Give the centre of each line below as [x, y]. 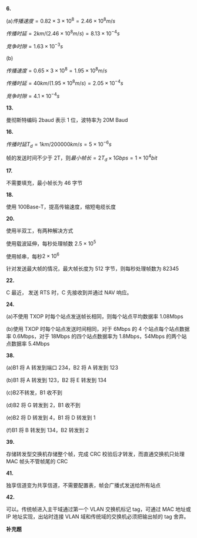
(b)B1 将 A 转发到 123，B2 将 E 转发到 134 [56, 380]
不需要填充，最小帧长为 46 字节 [44, 182]
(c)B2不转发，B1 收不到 [34, 393]
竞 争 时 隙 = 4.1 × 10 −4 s [33, 95]
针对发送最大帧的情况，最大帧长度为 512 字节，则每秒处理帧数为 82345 [93, 269]
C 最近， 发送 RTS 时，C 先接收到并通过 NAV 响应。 [69, 293]
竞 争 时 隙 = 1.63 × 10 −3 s [35, 46]
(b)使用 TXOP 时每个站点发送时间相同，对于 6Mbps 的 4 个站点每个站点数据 [98, 329]
